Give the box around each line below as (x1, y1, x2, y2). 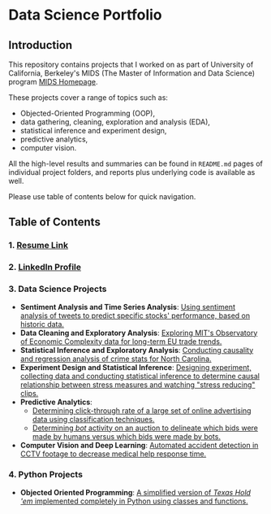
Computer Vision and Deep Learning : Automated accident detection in (19, 440, 259, 450)
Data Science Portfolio (8, 6, 162, 24)
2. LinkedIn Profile (8, 262, 81, 273)
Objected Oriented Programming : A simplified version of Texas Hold (19, 487, 252, 497)
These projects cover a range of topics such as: (8, 93, 169, 102)
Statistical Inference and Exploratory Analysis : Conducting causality (19, 345, 254, 355)
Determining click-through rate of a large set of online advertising (32, 405, 252, 416)
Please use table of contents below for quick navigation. (8, 192, 196, 201)
